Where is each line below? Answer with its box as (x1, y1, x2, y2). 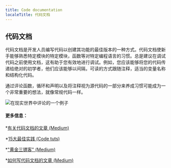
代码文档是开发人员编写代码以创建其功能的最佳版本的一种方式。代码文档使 (5, 47, 161, 53)
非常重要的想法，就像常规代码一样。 (9, 89, 85, 95)
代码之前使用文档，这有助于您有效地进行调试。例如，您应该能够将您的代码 (5, 59, 161, 65)
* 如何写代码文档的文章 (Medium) (5, 157, 74, 163)
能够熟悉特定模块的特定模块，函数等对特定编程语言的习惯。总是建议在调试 (9, 53, 166, 59)
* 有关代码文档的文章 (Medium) (5, 125, 70, 131)
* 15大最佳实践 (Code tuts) (5, 136, 60, 142)
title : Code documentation (5, 7, 63, 13)
